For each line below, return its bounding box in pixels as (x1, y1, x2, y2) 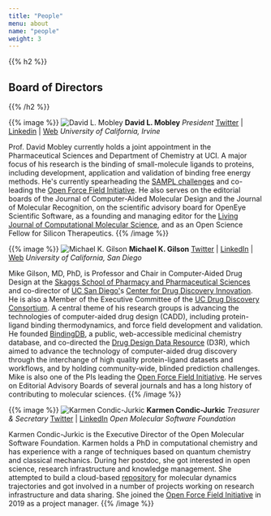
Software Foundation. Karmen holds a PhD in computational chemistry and (8, 438, 258, 448)
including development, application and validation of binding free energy (8, 168, 252, 178)
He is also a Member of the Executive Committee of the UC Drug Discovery (8, 294, 260, 305)
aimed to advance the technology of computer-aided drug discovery (8, 346, 238, 356)
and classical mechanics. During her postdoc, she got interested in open (8, 456, 251, 466)
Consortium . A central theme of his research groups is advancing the (8, 303, 239, 313)
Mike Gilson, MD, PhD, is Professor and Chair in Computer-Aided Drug (8, 269, 243, 279)
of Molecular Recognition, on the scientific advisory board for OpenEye (8, 202, 246, 212)
